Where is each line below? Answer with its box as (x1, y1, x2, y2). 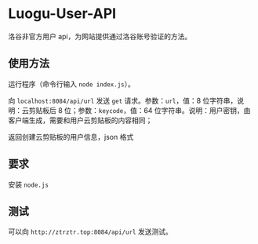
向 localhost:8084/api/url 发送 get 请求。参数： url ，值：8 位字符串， (8, 96, 238, 105)
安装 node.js (8, 180, 49, 189)
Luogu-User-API (8, 5, 116, 23)
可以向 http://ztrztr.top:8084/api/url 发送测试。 (8, 227, 173, 236)
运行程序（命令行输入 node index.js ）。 (8, 79, 136, 89)
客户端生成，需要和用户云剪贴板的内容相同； (8, 115, 153, 125)
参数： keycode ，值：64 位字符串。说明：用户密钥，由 (78, 105, 251, 115)
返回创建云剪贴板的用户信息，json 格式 (8, 132, 134, 141)
